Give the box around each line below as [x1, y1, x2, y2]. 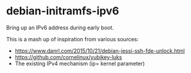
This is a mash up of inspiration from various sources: [6, 35, 139, 42]
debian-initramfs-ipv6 [6, 4, 120, 18]
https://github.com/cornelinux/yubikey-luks [14, 53, 122, 60]
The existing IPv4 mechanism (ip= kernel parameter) [14, 60, 145, 67]
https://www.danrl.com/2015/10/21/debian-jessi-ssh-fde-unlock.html [14, 47, 185, 54]
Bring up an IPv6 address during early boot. [6, 24, 114, 31]
